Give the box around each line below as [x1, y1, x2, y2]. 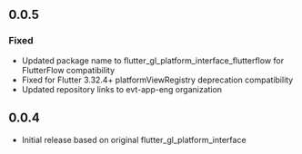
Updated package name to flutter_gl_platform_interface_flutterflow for [21, 54, 284, 66]
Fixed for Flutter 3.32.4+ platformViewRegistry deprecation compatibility [21, 74, 294, 85]
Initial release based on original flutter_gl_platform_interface [21, 134, 247, 145]
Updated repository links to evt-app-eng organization [21, 83, 223, 94]
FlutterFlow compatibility [21, 64, 116, 75]
